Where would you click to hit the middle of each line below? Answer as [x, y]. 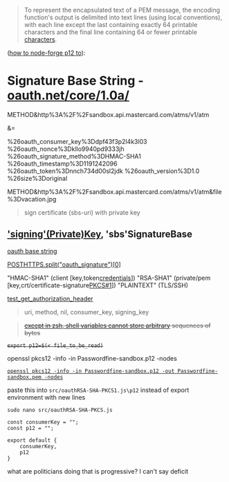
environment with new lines [46, 397]
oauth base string [32, 251]
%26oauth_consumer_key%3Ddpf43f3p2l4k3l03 [77, 141]
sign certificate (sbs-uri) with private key [82, 212]
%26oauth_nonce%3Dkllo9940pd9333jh [66, 149]
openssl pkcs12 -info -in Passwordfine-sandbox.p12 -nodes [92, 358]
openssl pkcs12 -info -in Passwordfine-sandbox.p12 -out [91, 371]
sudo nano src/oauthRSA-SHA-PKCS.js [60, 410]
